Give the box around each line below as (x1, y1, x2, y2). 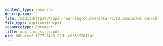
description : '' (5, 11, 38, 16)
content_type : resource (5, 7, 53, 12)
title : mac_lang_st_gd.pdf (5, 29, 60, 34)
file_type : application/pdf (5, 20, 62, 25)
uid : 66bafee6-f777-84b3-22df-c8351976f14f (5, 34, 95, 39)
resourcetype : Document (5, 25, 53, 30)
